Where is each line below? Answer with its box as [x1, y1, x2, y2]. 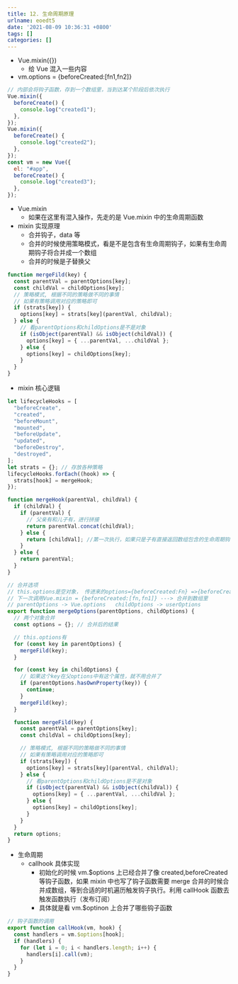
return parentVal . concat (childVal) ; [25, 522, 135, 530]
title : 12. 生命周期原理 [7, 10, 74, 18]
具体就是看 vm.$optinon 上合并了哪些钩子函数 [38, 904, 173, 912]
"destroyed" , [13, 451, 52, 458]
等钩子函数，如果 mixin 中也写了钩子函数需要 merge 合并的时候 [38, 877, 223, 886]
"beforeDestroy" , [13, 444, 65, 451]
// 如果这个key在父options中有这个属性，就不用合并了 [20, 673, 161, 680]
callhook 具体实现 [28, 859, 80, 868]
